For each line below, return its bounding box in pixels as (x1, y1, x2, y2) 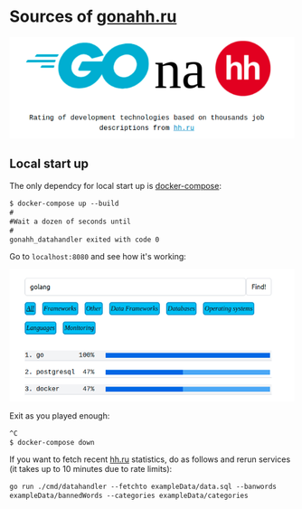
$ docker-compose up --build (9, 199, 119, 208)
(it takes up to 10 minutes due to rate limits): (9, 464, 173, 475)
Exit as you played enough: (9, 410, 110, 421)
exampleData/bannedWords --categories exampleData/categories (9, 491, 249, 501)
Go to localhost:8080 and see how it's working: (9, 250, 187, 261)
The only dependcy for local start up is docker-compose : (9, 180, 222, 191)
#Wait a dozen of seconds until (9, 217, 131, 226)
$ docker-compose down (9, 438, 95, 448)
